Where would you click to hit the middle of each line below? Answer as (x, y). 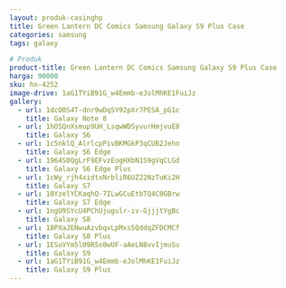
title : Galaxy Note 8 (66, 119)
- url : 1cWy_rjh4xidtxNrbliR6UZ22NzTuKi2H (99, 178)
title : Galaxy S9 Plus (68, 270)
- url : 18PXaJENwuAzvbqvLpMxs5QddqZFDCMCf (99, 227)
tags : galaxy (34, 43)
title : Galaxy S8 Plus (68, 236)
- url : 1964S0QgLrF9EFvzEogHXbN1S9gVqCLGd (99, 160)
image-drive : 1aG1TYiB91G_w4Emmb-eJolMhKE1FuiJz (103, 93)
